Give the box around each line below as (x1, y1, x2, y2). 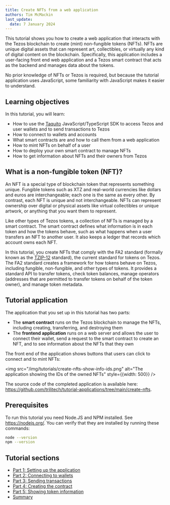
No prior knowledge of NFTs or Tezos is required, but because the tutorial (5, 72, 159, 78)
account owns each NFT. (5, 239, 58, 245)
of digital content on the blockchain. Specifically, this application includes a (5, 52, 162, 58)
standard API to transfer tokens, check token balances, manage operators (5, 270, 159, 276)
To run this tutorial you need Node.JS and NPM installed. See (5, 414, 133, 420)
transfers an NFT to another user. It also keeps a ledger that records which (5, 234, 161, 240)
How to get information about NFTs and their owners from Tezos (12, 153, 147, 159)
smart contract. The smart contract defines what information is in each (5, 223, 153, 229)
